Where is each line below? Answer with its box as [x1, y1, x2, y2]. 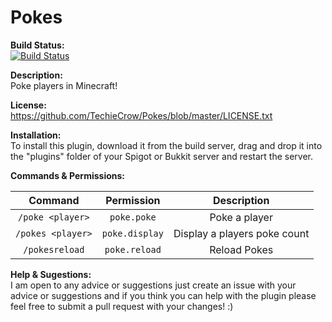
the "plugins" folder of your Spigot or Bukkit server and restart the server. [10, 150, 314, 162]
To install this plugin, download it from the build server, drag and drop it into [10, 139, 323, 151]
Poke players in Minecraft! [10, 79, 118, 91]
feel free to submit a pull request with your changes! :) [10, 300, 234, 312]
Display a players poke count [173, 226, 310, 240]
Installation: [10, 129, 62, 141]
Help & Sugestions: [10, 268, 92, 280]
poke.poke [109, 211, 157, 223]
